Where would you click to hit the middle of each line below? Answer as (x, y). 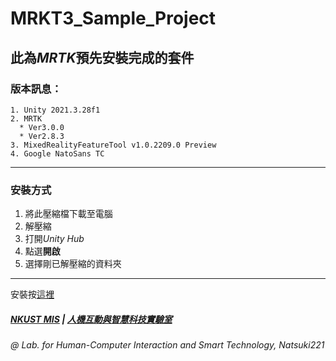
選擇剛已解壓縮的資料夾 (73, 264)
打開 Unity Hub (54, 239)
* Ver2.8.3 (42, 136)
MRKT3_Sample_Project (113, 18)
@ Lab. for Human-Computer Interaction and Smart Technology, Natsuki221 (167, 345)
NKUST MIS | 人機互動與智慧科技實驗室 (91, 319)
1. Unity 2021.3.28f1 (55, 110)
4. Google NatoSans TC (57, 153)
